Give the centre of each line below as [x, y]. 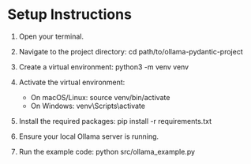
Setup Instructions [69, 15]
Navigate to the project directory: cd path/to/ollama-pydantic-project [131, 51]
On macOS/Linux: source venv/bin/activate [100, 97]
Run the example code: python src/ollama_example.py [107, 151]
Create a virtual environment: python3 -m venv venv [104, 67]
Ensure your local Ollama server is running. [89, 136]
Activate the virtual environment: [72, 82]
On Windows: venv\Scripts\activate [88, 106]
